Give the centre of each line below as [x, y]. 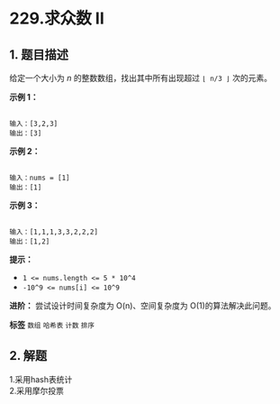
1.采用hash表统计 [41, 379]
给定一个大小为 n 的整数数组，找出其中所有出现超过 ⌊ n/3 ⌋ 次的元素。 [141, 78]
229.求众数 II [57, 18]
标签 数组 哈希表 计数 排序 [52, 325]
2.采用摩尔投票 [37, 390]
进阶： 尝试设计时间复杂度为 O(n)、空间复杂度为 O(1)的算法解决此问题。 [143, 306]
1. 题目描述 [39, 55]
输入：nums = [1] [40, 178]
